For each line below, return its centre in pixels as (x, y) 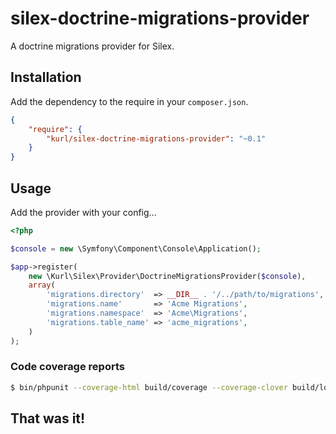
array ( (42, 285)
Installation (46, 77)
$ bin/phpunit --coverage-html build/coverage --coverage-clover (149, 387)
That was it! (48, 418)
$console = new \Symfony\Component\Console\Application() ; (136, 248)
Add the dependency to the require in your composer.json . (129, 101)
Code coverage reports (67, 367)
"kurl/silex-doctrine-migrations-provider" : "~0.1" (156, 138)
